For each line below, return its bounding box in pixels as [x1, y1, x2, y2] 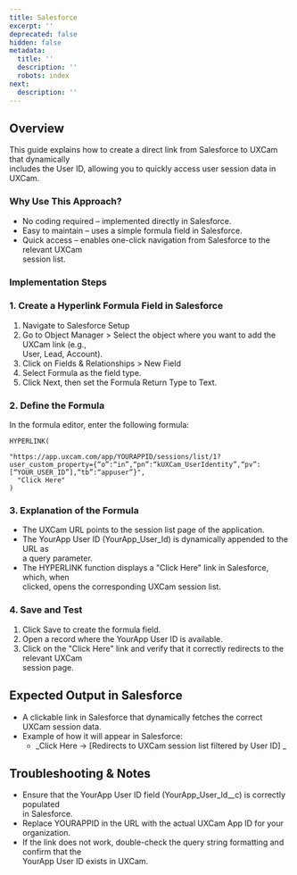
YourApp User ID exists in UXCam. [21, 856, 149, 867]
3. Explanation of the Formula [9, 504, 140, 517]
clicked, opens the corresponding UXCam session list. [21, 581, 221, 592]
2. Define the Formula [9, 399, 105, 412]
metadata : [9, 46, 46, 55]
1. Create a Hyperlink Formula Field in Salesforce [9, 300, 224, 312]
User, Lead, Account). [21, 348, 103, 359]
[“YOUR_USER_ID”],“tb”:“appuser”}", [9, 468, 145, 478]
